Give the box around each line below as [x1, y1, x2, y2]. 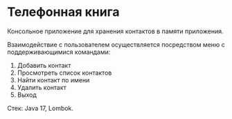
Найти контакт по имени [17, 75, 90, 84]
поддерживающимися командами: [7, 48, 111, 56]
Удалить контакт [17, 83, 67, 91]
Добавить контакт [17, 61, 71, 69]
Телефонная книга [7, 4, 120, 20]
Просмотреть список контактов [17, 68, 112, 77]
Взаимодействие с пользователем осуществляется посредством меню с [7, 40, 225, 48]
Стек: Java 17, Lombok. [7, 104, 74, 112]
